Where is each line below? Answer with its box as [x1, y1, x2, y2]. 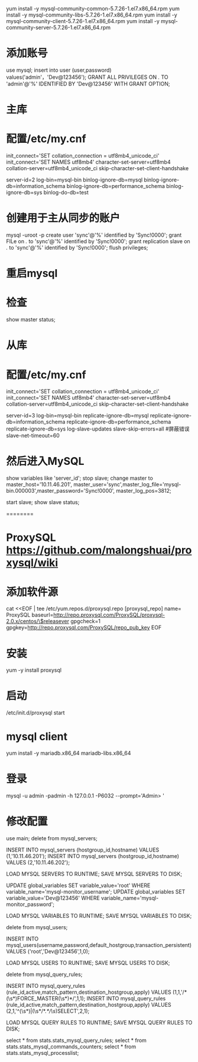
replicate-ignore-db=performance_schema [66, 418, 171, 426]
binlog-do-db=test [43, 189, 89, 196]
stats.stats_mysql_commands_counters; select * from [6, 1043, 137, 1050]
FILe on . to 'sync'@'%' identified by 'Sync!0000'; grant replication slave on [6, 238, 190, 245]
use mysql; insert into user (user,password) [6, 66, 112, 74]
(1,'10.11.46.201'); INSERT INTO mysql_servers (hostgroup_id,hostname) [6, 853, 179, 859]
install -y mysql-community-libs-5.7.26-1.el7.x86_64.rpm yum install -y [6, 11, 177, 18]
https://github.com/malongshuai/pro [6, 544, 192, 557]
